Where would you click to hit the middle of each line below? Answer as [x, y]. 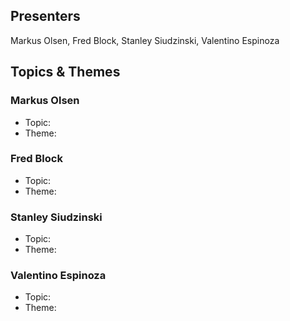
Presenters [45, 16]
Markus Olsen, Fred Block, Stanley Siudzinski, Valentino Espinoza [145, 40]
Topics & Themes [65, 72]
